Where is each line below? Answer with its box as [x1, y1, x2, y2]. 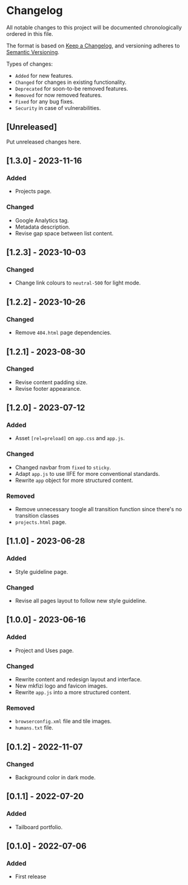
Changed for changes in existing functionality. [15, 78, 127, 86]
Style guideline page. [15, 568, 69, 575]
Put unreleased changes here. [6, 138, 82, 145]
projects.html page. [15, 518, 67, 526]
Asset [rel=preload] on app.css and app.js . [15, 435, 126, 442]
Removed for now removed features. [15, 91, 102, 98]
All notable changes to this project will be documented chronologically [6, 24, 182, 31]
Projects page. [15, 188, 52, 195]
